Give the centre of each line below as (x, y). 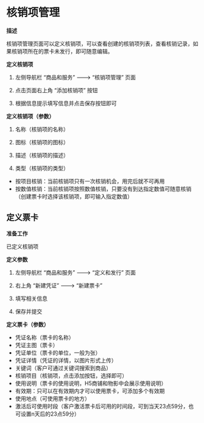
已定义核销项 (22, 246)
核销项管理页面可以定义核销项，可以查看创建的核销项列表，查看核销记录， (100, 43)
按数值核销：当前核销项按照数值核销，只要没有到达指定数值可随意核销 (103, 189)
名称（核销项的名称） (42, 129)
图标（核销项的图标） (42, 142)
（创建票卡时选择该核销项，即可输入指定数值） (74, 196)
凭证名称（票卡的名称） (44, 337)
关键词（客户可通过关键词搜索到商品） (63, 368)
